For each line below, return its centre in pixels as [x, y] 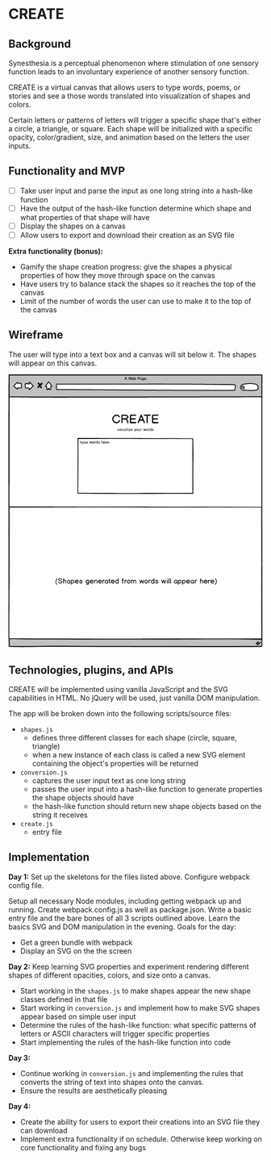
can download [44, 1130]
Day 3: [19, 1058]
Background [40, 44]
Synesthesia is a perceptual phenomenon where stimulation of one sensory [134, 63]
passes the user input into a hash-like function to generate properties [147, 789]
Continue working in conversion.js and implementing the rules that [131, 1073]
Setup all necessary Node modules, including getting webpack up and [125, 901]
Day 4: [19, 1106]
